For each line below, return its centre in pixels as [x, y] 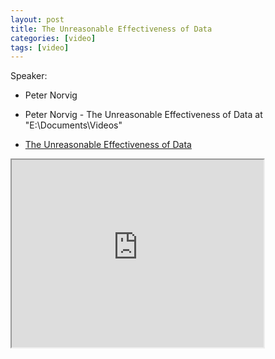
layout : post [37, 19]
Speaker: [29, 76]
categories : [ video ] [53, 38]
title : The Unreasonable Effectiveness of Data [111, 29]
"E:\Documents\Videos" [73, 125]
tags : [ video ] [40, 47]
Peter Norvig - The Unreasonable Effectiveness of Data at [143, 115]
